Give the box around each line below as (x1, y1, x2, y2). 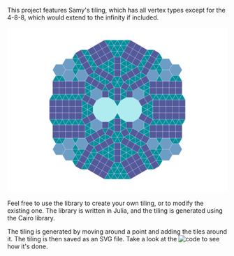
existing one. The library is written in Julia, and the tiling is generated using (7, 206, 224, 215)
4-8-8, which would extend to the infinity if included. (7, 13, 159, 22)
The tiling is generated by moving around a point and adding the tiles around (7, 227, 228, 236)
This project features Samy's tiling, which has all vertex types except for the (7, 6, 226, 14)
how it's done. (7, 242, 48, 250)
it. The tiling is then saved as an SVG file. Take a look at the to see (7, 235, 220, 243)
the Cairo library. (7, 214, 56, 222)
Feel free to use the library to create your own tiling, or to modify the (7, 199, 204, 207)
